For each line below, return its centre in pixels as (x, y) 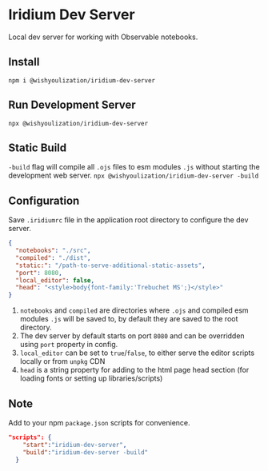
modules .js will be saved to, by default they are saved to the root (129, 319)
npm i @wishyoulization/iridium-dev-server (82, 80)
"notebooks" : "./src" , (53, 251)
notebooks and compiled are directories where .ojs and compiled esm (134, 310)
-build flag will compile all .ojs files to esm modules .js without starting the (134, 167)
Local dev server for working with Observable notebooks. (103, 37)
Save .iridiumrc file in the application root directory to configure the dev (128, 220)
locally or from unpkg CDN (62, 361)
